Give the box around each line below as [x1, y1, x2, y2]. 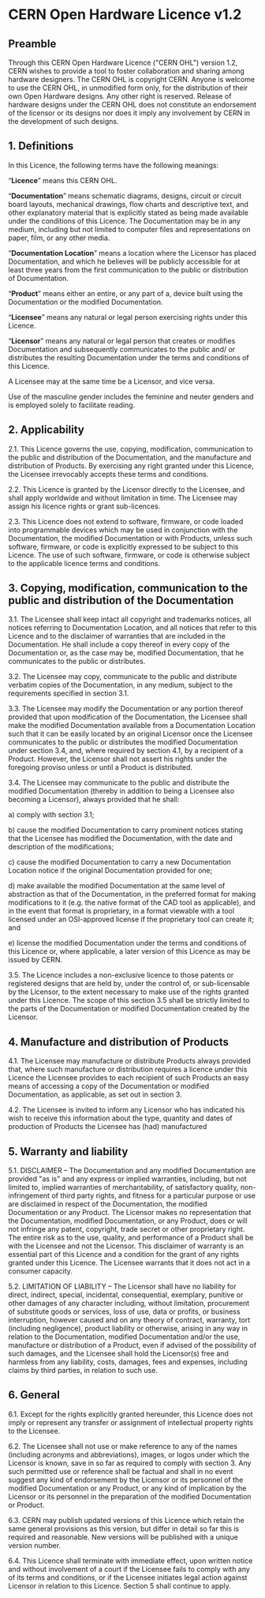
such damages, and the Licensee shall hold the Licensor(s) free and [8, 1349, 229, 1359]
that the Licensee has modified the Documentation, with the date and [8, 834, 233, 843]
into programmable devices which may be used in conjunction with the [8, 525, 238, 535]
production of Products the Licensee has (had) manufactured [8, 1122, 207, 1131]
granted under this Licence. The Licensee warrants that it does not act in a [8, 1258, 251, 1268]
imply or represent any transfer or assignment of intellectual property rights [8, 1417, 254, 1427]
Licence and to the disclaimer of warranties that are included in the [8, 632, 226, 641]
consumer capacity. [8, 1266, 73, 1276]
